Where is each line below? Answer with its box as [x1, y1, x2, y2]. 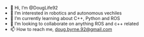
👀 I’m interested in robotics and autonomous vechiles [10, 10, 122, 16]
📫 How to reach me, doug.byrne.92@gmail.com [10, 26, 112, 32]
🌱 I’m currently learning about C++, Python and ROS [10, 15, 120, 21]
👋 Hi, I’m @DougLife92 [10, 5, 58, 10]
